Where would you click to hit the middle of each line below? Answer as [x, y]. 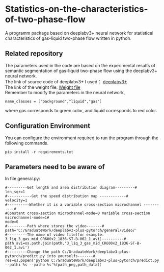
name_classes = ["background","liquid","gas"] [54, 101]
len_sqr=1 [15, 192]
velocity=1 [16, 200]
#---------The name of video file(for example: [55, 235]
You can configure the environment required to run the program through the [82, 138]
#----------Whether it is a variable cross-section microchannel [73, 205]
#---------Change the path [33, 252]
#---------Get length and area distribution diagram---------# [71, 188]
